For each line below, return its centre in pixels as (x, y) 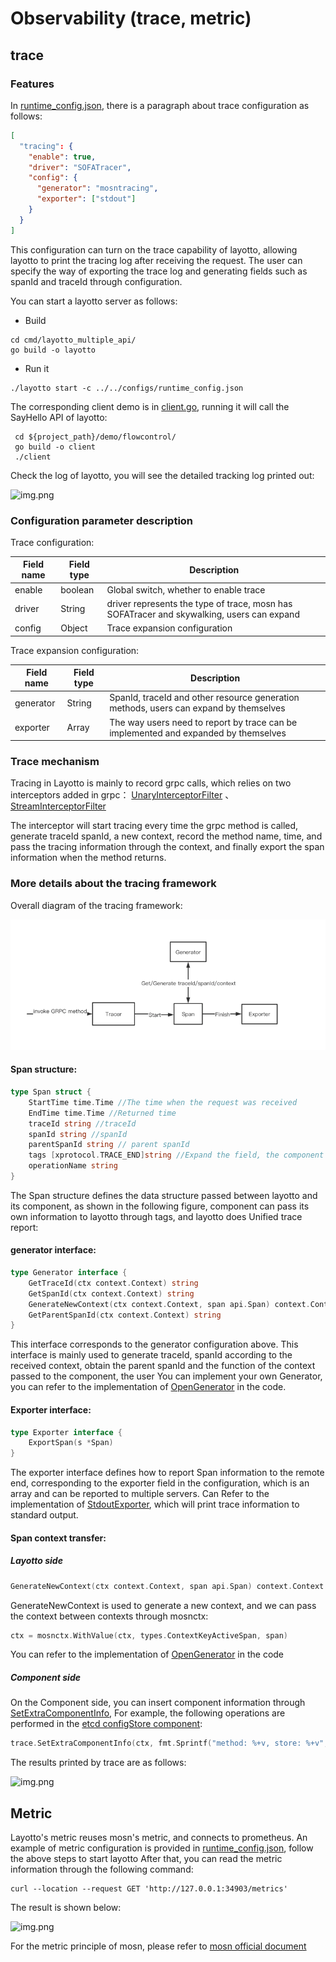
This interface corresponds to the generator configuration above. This (154, 1344)
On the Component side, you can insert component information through (158, 1703)
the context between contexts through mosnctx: (109, 1616)
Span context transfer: (58, 1538)
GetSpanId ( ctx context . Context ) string (111, 1293)
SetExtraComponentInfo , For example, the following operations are (148, 1713)
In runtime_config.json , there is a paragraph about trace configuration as (160, 105)
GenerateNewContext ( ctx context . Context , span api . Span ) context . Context (167, 1586)
